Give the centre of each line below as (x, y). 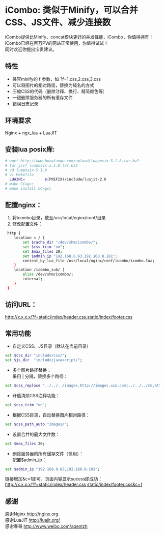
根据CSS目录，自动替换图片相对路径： (51, 415)
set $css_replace (23, 386)
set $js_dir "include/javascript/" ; (44, 360)
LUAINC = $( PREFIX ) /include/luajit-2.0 (58, 179)
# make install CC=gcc (28, 188)
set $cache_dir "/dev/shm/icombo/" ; (60, 242)
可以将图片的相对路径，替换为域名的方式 (53, 85)
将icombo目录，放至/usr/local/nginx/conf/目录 (59, 218)
